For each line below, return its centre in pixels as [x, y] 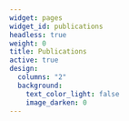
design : [24, 69]
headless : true [38, 35]
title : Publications [49, 52]
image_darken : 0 [57, 102]
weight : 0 [28, 43]
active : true [34, 60]
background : [40, 86]
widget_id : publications [56, 26]
